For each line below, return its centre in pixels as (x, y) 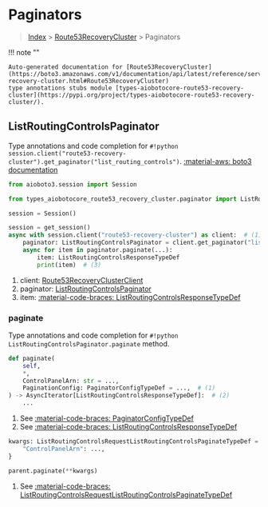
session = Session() (43, 214)
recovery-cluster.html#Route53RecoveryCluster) (89, 81)
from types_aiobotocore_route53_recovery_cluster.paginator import (123, 199)
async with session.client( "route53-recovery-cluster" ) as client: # (128, 235)
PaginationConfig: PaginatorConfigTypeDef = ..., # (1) (119, 388)
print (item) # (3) (69, 265)
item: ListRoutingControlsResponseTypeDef (108, 257)
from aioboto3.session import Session (73, 184)
